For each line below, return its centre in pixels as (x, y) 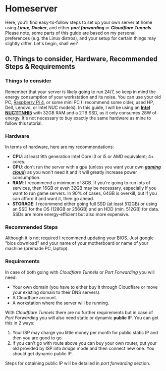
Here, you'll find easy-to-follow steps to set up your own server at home (79, 22)
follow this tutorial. (24, 123)
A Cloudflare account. (35, 297)
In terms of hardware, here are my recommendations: (59, 147)
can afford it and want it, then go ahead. (53, 198)
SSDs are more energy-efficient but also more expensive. (71, 214)
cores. (19, 161)
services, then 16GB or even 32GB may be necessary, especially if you (84, 188)
